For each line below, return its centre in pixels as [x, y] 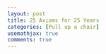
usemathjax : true [33, 33]
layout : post [26, 14]
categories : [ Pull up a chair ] [53, 27]
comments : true [30, 40]
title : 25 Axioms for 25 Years [53, 20]
